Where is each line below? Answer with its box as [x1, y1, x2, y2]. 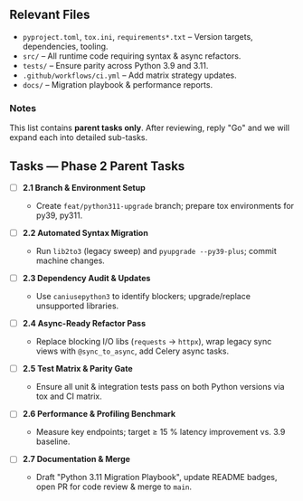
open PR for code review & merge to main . [35, 481, 193, 492]
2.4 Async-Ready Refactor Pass [22, 318, 147, 329]
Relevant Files [9, 7, 90, 23]
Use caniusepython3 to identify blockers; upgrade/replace [35, 291, 251, 302]
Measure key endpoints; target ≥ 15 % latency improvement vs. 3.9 [35, 427, 286, 438]
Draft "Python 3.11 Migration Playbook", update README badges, [35, 472, 278, 483]
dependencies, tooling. [22, 41, 109, 52]
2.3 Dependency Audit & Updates [22, 273, 151, 284]
